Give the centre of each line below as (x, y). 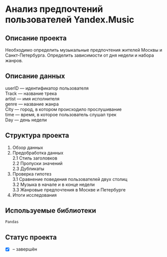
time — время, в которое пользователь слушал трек (61, 114)
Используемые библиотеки (51, 211)
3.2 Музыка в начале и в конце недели (54, 184)
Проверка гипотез (32, 174)
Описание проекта (36, 38)
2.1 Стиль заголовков (35, 158)
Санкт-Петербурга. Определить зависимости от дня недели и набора (80, 55)
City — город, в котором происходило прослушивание (64, 109)
